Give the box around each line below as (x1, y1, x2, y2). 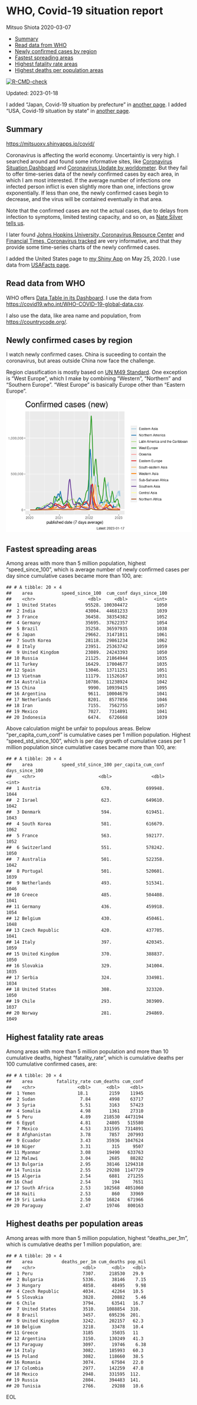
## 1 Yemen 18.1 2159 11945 (6, 1090, 144, 1096)
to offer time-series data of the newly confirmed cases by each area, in (6, 170, 179, 177)
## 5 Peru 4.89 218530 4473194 (6, 1114, 144, 1120)
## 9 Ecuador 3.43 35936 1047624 (6, 1138, 144, 1144)
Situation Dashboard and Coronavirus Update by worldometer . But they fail (6, 164, 188, 171)
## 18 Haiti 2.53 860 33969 (6, 1191, 144, 1197)
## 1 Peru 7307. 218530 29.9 (6, 1270, 144, 1277)
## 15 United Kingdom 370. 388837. (6, 951, 165, 957)
